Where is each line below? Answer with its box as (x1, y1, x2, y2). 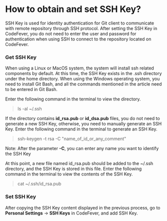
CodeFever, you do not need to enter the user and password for (5, 30, 136, 36)
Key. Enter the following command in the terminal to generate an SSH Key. (5, 126, 157, 132)
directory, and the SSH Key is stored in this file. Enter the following (5, 166, 142, 172)
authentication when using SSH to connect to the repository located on (5, 36, 151, 42)
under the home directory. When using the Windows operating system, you (5, 76, 160, 82)
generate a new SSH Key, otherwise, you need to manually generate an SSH (5, 121, 162, 127)
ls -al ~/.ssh (17, 106, 42, 112)
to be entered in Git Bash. (5, 86, 57, 92)
